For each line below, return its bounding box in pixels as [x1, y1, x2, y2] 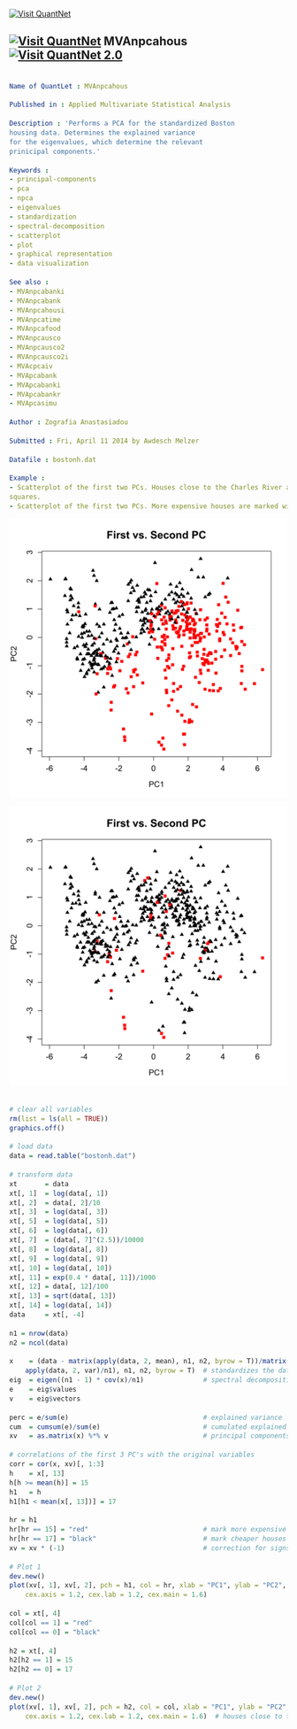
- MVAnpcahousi [9, 305, 65, 314]
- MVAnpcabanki [9, 287, 65, 296]
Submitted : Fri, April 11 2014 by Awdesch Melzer [9, 436, 200, 445]
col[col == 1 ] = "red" [9, 1618, 93, 1627]
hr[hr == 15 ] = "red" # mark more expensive [9, 1525, 287, 1534]
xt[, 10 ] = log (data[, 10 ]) [9, 1263, 113, 1272]
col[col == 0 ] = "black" [9, 1627, 101, 1637]
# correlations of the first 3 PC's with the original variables [9, 1450, 255, 1460]
